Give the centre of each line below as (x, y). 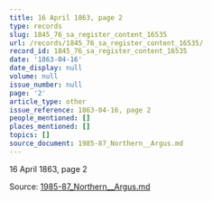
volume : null (34, 77)
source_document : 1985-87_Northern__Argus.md (96, 143)
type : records (36, 26)
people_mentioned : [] (50, 118)
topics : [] (30, 135)
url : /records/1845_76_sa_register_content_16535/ (106, 43)
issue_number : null (46, 85)
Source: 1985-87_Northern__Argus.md (80, 187)
